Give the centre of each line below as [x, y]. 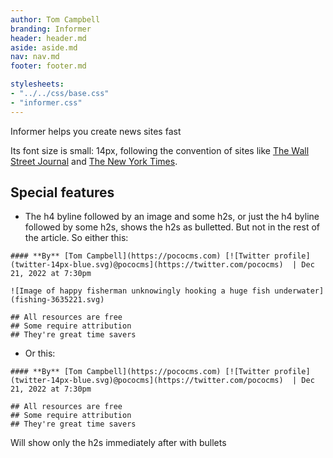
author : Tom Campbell [55, 19]
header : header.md [48, 38]
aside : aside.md [44, 47]
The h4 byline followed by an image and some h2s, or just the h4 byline [172, 217]
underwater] [299, 291]
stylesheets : [37, 84]
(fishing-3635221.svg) [57, 300]
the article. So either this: [76, 238]
